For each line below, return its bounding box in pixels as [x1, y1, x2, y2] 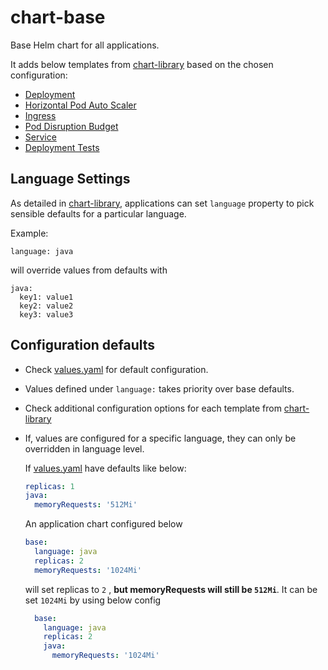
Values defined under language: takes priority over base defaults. [24, 382, 295, 395]
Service [24, 131, 57, 143]
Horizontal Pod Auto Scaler [24, 99, 137, 111]
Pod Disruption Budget [24, 120, 119, 132]
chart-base [10, 6, 106, 29]
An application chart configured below [24, 518, 183, 530]
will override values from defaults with [10, 264, 168, 276]
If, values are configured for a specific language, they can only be [24, 432, 297, 444]
